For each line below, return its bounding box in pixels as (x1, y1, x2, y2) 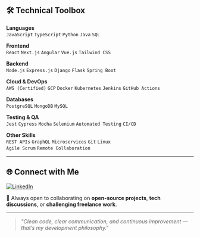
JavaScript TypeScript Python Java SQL (6, 32, 101, 38)
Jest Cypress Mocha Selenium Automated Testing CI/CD (6, 121, 137, 127)
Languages (6, 24, 35, 32)
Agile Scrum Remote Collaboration (6, 145, 90, 151)
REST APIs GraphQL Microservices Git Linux (6, 139, 111, 145)
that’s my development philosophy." (20, 224, 109, 231)
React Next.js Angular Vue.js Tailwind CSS (6, 49, 111, 55)
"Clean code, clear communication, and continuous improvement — (20, 217, 189, 225)
